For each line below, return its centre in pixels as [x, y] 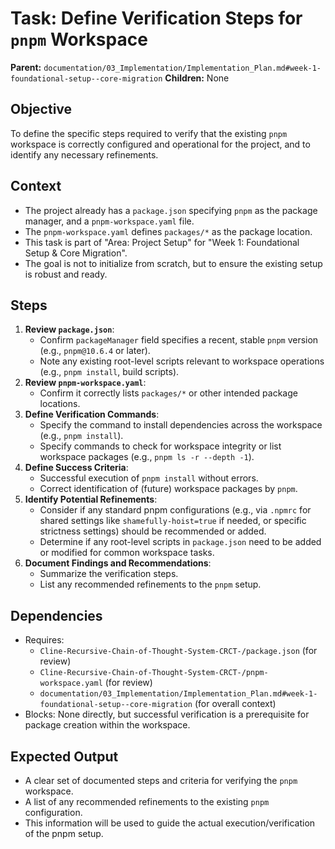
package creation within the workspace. [107, 725]
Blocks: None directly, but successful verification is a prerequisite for [167, 714]
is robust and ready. [66, 274]
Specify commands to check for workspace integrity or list [160, 446]
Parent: [26, 67]
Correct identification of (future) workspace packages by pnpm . [168, 489]
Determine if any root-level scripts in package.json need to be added [180, 542]
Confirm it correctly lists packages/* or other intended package [168, 393]
